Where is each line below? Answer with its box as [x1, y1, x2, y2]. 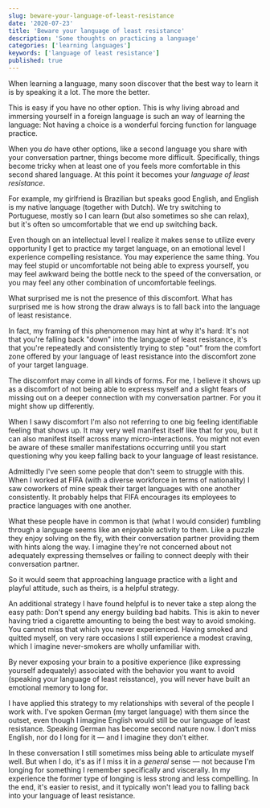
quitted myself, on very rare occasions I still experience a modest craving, [8, 633, 253, 642]
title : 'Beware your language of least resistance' [8, 27, 185, 35]
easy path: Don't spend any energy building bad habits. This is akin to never [8, 607, 260, 617]
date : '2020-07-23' [8, 19, 74, 27]
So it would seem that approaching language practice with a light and [8, 574, 239, 584]
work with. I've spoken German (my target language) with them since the [8, 707, 250, 716]
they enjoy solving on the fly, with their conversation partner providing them [8, 533, 260, 543]
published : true [8, 57, 63, 65]
